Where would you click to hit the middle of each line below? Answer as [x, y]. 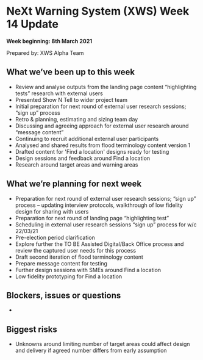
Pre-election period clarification [55, 237]
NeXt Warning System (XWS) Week [98, 11]
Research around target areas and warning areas [77, 164]
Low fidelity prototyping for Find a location [69, 276]
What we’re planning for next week [74, 184]
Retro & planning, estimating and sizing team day [77, 119]
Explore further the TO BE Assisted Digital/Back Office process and [99, 244]
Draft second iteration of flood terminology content [79, 257]
